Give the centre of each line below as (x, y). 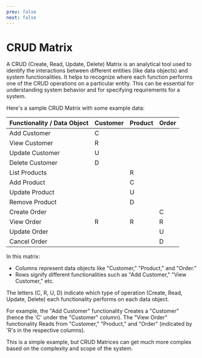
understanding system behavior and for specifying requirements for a (93, 90)
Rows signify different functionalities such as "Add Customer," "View (101, 275)
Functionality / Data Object (49, 123)
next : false (21, 18)
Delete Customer (33, 163)
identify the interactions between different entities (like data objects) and (97, 71)
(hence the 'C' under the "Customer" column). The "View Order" (87, 317)
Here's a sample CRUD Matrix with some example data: (76, 108)
